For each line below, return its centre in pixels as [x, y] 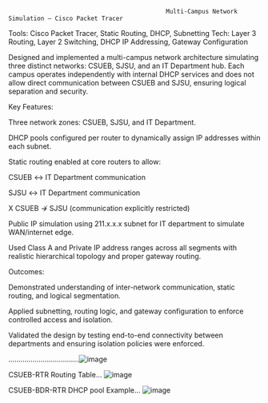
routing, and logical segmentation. [65, 295]
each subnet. [30, 146]
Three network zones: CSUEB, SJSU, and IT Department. [102, 122]
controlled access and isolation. [61, 319]
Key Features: [31, 107]
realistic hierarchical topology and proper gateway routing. [105, 256]
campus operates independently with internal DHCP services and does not [131, 74]
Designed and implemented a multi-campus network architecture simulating [134, 57]
